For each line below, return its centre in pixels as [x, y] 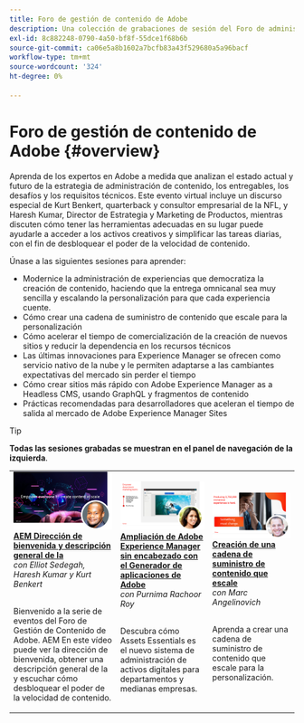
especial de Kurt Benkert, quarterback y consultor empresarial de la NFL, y [149, 205]
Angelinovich [236, 603]
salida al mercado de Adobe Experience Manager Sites [125, 413]
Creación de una [244, 545]
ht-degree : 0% [36, 77]
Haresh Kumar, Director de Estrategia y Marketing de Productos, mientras [146, 214]
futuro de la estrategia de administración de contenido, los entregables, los [149, 186]
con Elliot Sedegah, [49, 565]
